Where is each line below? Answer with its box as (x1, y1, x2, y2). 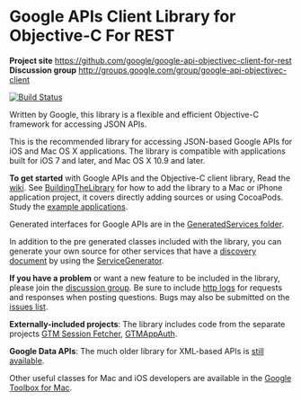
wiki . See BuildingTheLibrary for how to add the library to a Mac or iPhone (9, 182, 283, 192)
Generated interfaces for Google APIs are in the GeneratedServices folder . (9, 218, 285, 229)
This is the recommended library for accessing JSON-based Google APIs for (9, 136, 293, 147)
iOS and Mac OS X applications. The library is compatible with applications (9, 146, 286, 156)
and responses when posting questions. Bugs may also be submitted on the (9, 291, 290, 302)
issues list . (9, 301, 49, 312)
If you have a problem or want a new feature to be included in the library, (9, 272, 280, 283)
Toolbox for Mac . (9, 382, 73, 393)
